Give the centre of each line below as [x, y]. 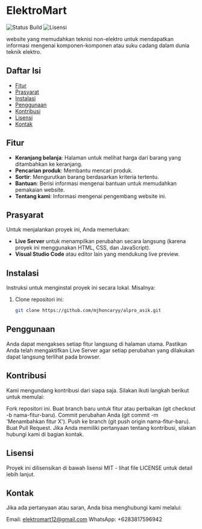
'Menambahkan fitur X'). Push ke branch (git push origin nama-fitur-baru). [98, 421]
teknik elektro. [24, 51]
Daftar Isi [24, 71]
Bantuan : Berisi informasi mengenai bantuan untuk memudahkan [96, 183]
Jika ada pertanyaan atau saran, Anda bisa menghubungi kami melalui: [94, 508]
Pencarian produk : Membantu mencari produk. [74, 170]
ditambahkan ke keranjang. [49, 164]
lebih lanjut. [21, 474]
